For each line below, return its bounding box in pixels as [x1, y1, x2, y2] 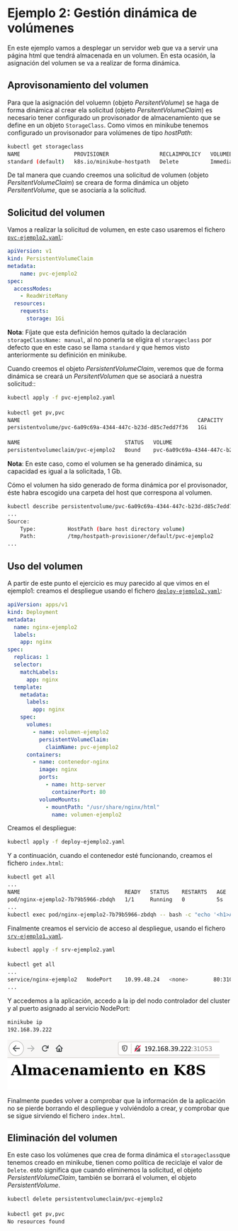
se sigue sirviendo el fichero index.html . [7, 1111, 125, 1120]
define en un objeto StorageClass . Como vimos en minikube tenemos [7, 121, 209, 129]
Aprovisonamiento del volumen [7, 80, 149, 92]
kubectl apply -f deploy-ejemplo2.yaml [7, 839, 125, 846]
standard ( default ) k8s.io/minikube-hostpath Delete [7, 158, 179, 165]
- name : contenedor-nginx [33, 758, 110, 765]
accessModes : [13, 285, 52, 292]
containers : [25, 751, 62, 758]
